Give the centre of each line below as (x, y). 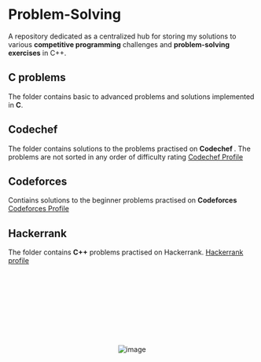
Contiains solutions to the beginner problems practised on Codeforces (123, 200)
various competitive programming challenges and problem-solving (119, 44)
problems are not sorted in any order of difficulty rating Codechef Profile (126, 157)
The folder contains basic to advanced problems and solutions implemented (131, 97)
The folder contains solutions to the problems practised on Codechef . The (130, 148)
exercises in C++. (37, 53)
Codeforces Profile (39, 209)
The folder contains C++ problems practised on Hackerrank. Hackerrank (126, 252)
